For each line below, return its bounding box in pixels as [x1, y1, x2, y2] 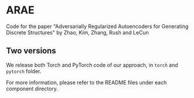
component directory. [6, 85, 58, 92]
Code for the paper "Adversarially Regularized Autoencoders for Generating [6, 23, 189, 30]
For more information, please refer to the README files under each [6, 79, 167, 86]
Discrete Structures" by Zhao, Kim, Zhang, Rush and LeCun [6, 29, 149, 36]
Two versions [6, 46, 57, 56]
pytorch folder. [6, 68, 41, 75]
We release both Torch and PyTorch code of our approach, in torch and [6, 61, 178, 68]
